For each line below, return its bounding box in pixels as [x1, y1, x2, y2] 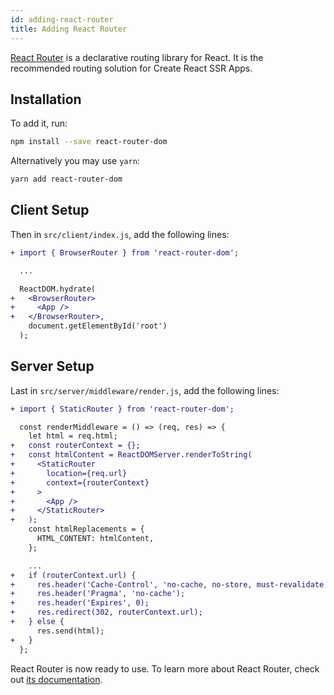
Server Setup [10, 358, 95, 375]
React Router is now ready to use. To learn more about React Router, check [10, 662, 320, 675]
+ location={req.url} [10, 468, 128, 478]
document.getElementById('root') [28, 321, 168, 331]
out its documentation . [10, 673, 103, 685]
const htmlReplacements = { [28, 524, 145, 535]
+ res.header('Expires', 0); [10, 598, 150, 608]
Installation [10, 91, 82, 108]
